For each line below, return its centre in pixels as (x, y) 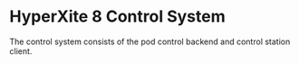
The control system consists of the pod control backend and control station (150, 41)
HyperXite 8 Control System (117, 17)
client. (21, 50)
